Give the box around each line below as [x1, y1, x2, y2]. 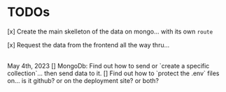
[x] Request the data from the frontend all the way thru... [7, 40, 170, 49]
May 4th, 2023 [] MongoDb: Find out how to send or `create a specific [7, 61, 210, 70]
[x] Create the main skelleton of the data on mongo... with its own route [7, 27, 213, 36]
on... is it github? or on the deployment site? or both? [7, 76, 160, 84]
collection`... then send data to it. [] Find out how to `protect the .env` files [7, 69, 220, 77]
